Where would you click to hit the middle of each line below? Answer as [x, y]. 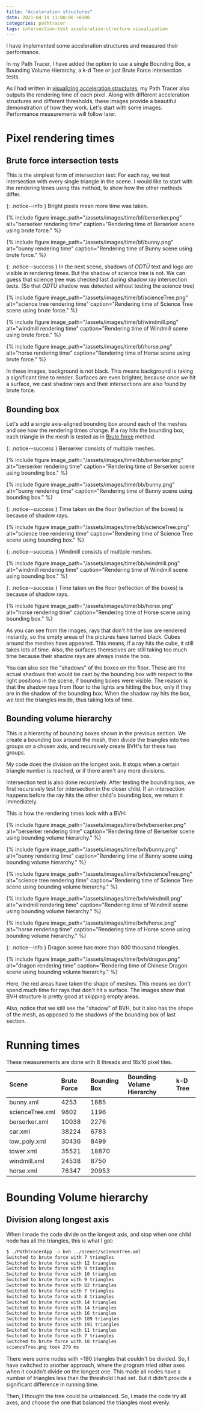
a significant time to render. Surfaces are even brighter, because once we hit [101, 378]
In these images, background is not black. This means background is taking [100, 371]
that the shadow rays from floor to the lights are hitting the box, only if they [99, 687]
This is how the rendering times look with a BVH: [66, 813]
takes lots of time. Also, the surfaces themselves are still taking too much [97, 650]
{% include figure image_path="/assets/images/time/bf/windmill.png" [92, 322]
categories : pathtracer [36, 23]
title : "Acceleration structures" [50, 12]
